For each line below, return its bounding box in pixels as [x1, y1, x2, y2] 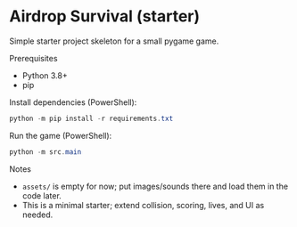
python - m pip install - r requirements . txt [9, 114, 174, 123]
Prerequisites [9, 53, 58, 63]
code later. [21, 190, 62, 201]
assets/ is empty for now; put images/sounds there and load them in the [21, 181, 288, 191]
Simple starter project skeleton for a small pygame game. [9, 36, 219, 46]
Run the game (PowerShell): [9, 130, 112, 141]
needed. [21, 209, 54, 220]
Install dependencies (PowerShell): [9, 96, 137, 108]
